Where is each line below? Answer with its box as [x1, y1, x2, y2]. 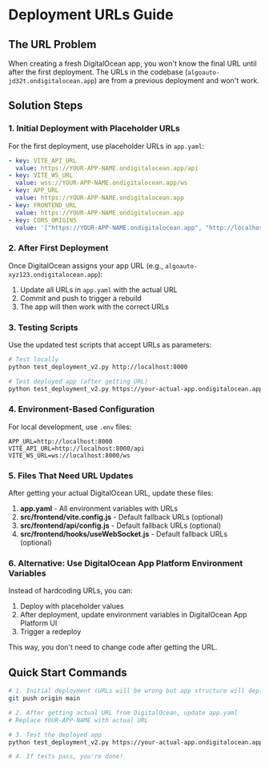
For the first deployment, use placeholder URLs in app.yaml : [8, 141, 205, 151]
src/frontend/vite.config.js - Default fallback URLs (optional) [19, 513, 223, 522]
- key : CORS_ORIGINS [8, 216, 78, 224]
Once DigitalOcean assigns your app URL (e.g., [8, 260, 164, 270]
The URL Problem [8, 38, 97, 51]
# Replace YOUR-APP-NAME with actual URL [8, 716, 149, 724]
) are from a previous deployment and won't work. [94, 76, 260, 85]
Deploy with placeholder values [19, 601, 124, 611]
